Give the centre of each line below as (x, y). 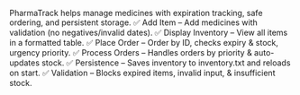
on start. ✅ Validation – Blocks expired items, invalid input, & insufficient (142, 73)
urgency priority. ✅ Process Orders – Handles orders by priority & (131, 52)
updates (25, 63)
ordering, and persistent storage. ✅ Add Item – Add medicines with (134, 22)
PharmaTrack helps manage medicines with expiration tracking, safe (136, 13)
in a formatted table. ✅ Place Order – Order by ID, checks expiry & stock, (144, 43)
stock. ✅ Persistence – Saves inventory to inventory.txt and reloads (166, 63)
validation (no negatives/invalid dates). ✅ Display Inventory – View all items (149, 32)
